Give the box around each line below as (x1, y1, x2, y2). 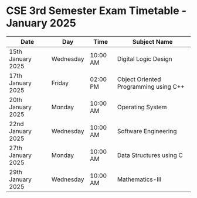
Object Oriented (117, 75, 161, 83)
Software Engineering (117, 127, 177, 135)
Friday (51, 79, 69, 87)
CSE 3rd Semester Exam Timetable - (6, 4, 186, 18)
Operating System (117, 103, 167, 111)
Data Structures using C (117, 151, 183, 159)
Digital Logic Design (117, 54, 172, 62)
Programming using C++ (117, 82, 185, 91)
